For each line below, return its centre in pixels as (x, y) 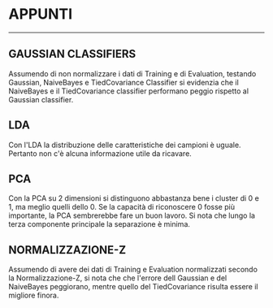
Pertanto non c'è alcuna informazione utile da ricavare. (100, 153)
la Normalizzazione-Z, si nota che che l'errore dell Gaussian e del (118, 278)
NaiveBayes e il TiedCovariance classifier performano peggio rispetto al (129, 91)
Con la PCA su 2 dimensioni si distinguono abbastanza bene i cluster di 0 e (134, 198)
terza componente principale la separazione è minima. (100, 224)
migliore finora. (34, 295)
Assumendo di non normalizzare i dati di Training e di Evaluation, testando (132, 73)
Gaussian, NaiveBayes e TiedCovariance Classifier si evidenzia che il (124, 82)
